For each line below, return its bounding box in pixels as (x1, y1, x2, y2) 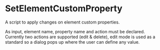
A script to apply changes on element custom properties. (5, 19, 120, 25)
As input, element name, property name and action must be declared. (5, 28, 145, 34)
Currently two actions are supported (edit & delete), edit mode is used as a (5, 34, 156, 40)
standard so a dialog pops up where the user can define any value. (5, 39, 140, 45)
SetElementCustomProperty (5, 3, 123, 14)
